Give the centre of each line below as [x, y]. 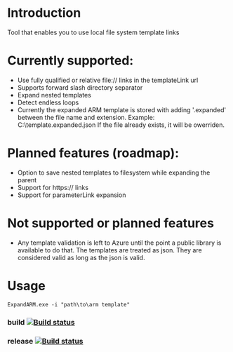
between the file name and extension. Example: [86, 117]
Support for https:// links [53, 187]
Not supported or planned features [111, 223]
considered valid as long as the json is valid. [81, 257]
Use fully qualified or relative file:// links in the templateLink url [108, 80]
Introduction [44, 13]
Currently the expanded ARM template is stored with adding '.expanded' [122, 109]
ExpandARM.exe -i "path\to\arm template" [69, 304]
